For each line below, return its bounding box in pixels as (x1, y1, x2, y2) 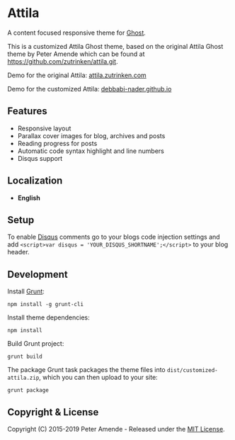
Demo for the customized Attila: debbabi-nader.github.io (7, 84, 172, 93)
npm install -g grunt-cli (7, 301, 84, 308)
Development (7, 268, 69, 281)
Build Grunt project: (7, 339, 64, 348)
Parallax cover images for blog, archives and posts (17, 131, 166, 140)
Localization (7, 175, 63, 187)
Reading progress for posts (17, 139, 98, 147)
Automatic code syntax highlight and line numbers (17, 147, 164, 155)
